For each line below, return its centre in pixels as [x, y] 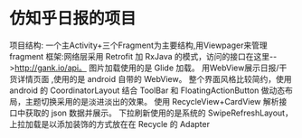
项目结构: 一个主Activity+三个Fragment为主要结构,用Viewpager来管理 [139, 45]
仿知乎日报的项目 [73, 18]
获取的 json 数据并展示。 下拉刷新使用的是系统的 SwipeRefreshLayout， [159, 113]
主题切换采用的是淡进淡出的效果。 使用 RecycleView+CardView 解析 [152, 101]
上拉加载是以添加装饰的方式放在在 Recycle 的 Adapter [110, 124]
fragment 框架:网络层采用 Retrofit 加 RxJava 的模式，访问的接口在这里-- [143, 56]
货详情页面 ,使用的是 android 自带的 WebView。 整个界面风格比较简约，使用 [151, 78]
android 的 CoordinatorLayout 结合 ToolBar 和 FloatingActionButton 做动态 [147, 90]
